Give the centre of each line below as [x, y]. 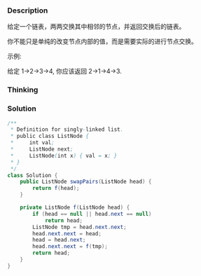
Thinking [23, 90]
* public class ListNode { [50, 136]
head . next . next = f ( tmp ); [70, 247]
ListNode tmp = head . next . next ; [80, 227]
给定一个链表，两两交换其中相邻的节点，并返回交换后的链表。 [96, 27]
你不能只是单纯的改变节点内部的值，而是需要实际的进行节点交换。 [102, 41]
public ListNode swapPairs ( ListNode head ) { [86, 182]
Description [28, 11]
